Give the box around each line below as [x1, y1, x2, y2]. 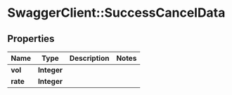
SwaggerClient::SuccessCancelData [7, 5, 226, 21]
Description [69, 54, 110, 63]
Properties [7, 33, 55, 45]
